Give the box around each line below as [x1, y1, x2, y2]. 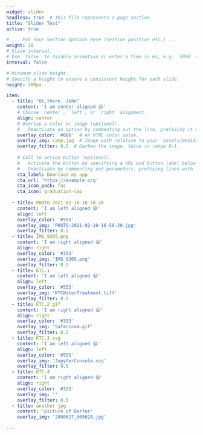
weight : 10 [6, 42, 34, 49]
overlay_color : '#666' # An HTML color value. [17, 132, 139, 138]
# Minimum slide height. [6, 70, 69, 76]
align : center [17, 115, 53, 121]
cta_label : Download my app [17, 171, 88, 178]
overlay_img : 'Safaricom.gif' [17, 324, 94, 330]
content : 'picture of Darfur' [17, 408, 94, 414]
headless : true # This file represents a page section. [6, 15, 153, 21]
